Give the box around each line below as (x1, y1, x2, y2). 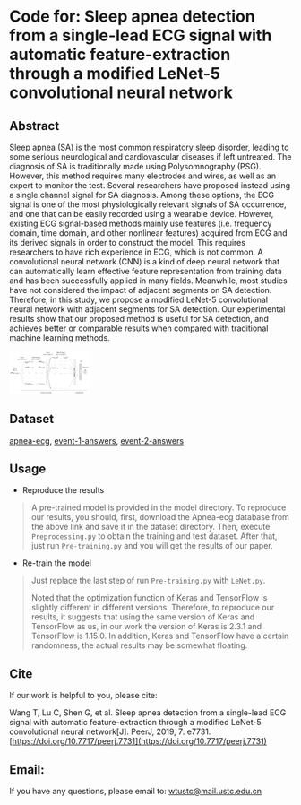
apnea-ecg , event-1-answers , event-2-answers (9, 435, 185, 446)
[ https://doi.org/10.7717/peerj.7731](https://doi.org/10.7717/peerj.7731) (9, 736, 267, 747)
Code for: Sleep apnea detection (9, 6, 255, 27)
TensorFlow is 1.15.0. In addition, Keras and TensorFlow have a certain (30, 630, 289, 642)
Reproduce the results (21, 485, 105, 496)
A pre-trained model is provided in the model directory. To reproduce (30, 502, 287, 513)
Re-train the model (21, 558, 92, 568)
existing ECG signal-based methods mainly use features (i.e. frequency (9, 218, 272, 229)
